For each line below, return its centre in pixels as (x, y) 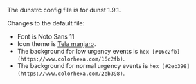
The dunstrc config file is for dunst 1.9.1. (64, 10)
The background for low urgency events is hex (83, 51)
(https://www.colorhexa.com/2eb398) (70, 74)
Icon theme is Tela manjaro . (56, 44)
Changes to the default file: (46, 23)
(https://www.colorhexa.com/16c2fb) (70, 59)
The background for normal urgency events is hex (88, 66)
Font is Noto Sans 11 (46, 36)
